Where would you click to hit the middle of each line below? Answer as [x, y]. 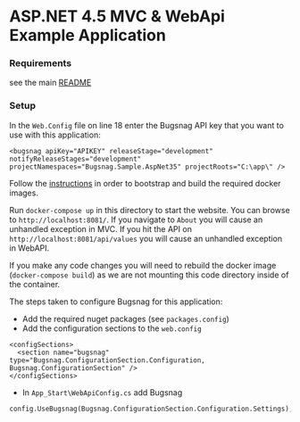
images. [24, 193]
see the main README [50, 83]
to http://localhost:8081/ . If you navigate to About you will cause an [136, 219]
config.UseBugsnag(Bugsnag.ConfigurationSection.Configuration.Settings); [151, 409]
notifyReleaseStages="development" [75, 159]
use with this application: [55, 135]
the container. [35, 284]
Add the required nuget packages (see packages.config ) [125, 319]
